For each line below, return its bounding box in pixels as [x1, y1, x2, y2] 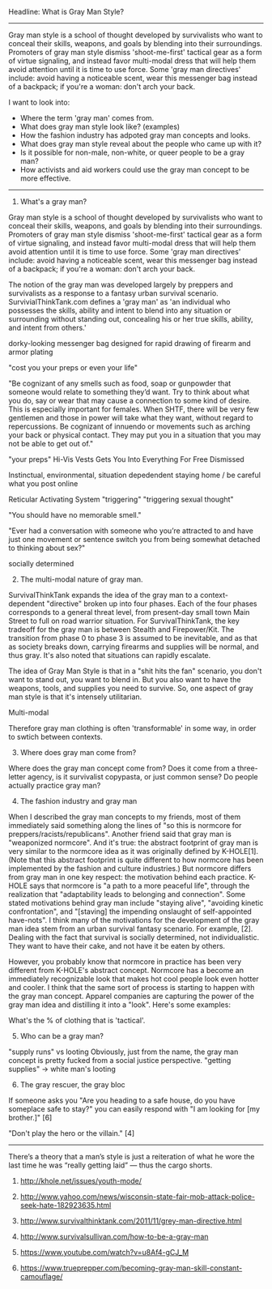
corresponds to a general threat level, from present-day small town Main [8, 608, 250, 617]
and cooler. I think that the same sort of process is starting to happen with [8, 983, 255, 992]
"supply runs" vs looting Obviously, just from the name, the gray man [8, 1047, 239, 1056]
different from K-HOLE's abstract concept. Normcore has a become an [8, 966, 244, 975]
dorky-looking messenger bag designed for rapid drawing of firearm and [8, 339, 251, 348]
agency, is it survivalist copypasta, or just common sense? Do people [27, 772, 259, 781]
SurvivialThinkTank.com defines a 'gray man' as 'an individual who [8, 297, 231, 306]
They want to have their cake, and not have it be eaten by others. [8, 941, 225, 950]
